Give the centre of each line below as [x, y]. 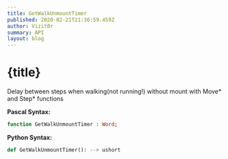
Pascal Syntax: [29, 112]
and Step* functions [35, 99]
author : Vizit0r [30, 26]
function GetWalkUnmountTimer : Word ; [62, 125]
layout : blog [26, 39]
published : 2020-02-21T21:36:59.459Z [61, 20]
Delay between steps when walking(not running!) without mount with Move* [114, 91]
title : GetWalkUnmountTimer [47, 13]
